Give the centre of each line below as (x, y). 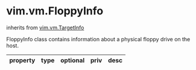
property (22, 60)
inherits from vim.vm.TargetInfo (45, 28)
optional (72, 60)
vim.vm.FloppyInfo (55, 11)
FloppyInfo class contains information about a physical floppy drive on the (98, 39)
